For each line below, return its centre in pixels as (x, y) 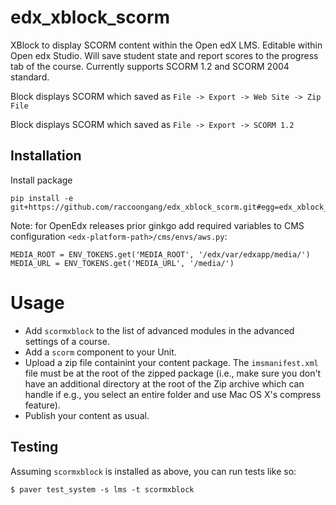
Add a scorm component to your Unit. (100, 352)
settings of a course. (67, 341)
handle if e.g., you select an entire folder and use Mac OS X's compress (173, 394)
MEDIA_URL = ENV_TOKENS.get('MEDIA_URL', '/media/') (122, 263)
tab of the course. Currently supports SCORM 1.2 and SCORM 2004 (150, 66)
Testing (34, 447)
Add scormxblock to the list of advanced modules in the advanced (159, 330)
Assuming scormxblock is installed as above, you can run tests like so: (153, 471)
